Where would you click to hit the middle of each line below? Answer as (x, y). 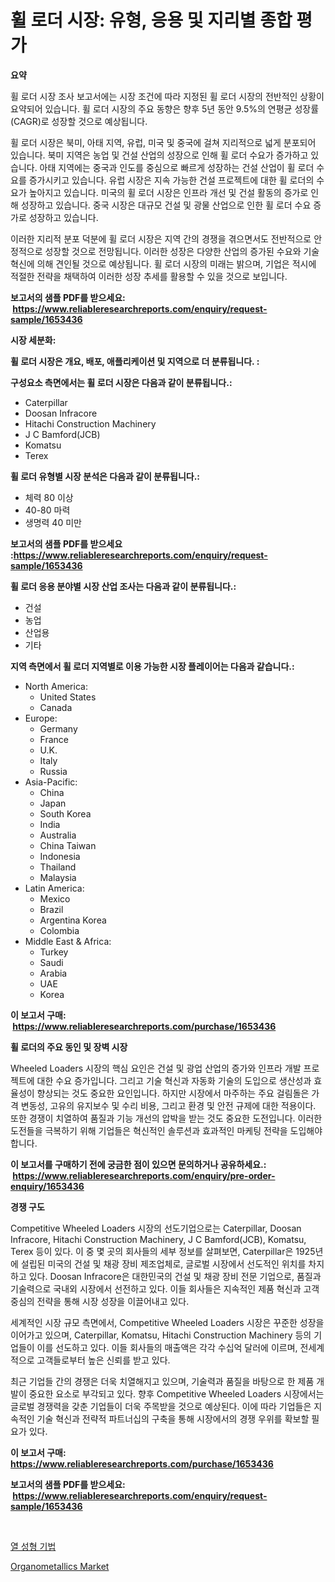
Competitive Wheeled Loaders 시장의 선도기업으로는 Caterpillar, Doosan (156, 1228)
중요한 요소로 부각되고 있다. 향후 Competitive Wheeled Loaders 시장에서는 (176, 1393)
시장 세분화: (33, 340)
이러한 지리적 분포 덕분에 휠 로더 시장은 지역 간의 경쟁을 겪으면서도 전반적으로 (161, 238)
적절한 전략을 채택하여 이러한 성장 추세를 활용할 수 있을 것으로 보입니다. (149, 276)
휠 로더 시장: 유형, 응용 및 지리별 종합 (151, 20)
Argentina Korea (73, 920)
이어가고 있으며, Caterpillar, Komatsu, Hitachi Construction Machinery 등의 (161, 1335)
